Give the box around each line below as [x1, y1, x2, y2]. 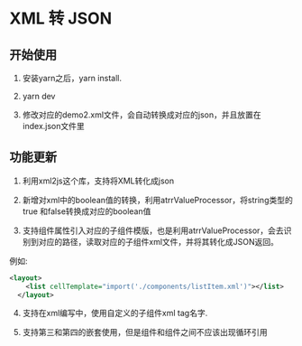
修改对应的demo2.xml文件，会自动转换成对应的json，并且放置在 [22, 109, 261, 120]
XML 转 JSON [9, 8, 113, 29]
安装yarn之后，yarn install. [22, 73, 122, 83]
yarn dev [22, 91, 56, 101]
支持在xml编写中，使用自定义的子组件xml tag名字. [22, 308, 208, 319]
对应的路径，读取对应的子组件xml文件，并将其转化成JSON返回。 [38, 236, 279, 247]
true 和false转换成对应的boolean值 [22, 205, 151, 217]
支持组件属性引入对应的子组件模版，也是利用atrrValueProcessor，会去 [22, 225, 284, 236]
